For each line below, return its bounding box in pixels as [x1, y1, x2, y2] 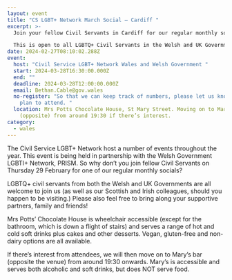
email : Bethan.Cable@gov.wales [13, 87, 104, 94]
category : [7, 119, 36, 126]
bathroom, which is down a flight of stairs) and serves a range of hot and [7, 222, 215, 230]
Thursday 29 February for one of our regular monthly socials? [7, 166, 183, 174]
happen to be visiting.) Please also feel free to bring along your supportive [7, 194, 219, 202]
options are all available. [23, 237, 92, 245]
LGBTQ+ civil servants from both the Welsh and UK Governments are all [7, 179, 211, 188]
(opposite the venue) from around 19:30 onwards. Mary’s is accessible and [7, 257, 220, 266]
